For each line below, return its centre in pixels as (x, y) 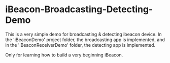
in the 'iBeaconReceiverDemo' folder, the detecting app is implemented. (80, 45)
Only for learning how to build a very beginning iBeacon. (64, 55)
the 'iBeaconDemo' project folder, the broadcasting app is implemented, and (85, 40)
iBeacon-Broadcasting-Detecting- (79, 9)
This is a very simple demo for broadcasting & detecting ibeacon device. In (83, 34)
